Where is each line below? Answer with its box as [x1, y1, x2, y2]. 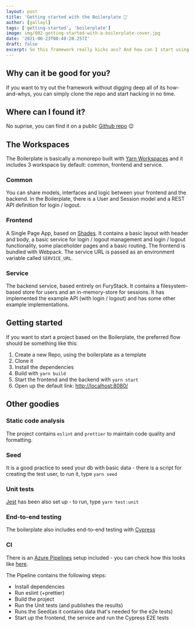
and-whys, [6, 90, 32, 97]
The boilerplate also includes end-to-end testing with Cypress [6, 526, 156, 533]
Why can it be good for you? [6, 68, 111, 78]
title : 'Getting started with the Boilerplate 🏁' [6, 14, 130, 20]
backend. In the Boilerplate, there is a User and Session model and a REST [6, 196, 185, 203]
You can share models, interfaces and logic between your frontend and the [6, 189, 187, 196]
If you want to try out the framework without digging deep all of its [6, 84, 166, 91]
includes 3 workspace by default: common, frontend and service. [6, 162, 163, 169]
